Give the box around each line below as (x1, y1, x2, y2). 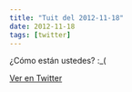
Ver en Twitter (9, 73, 63, 84)
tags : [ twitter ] (9, 30, 71, 39)
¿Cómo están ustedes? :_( (9, 56, 107, 66)
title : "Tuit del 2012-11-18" (9, 13, 125, 23)
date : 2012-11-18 (9, 22, 76, 31)
